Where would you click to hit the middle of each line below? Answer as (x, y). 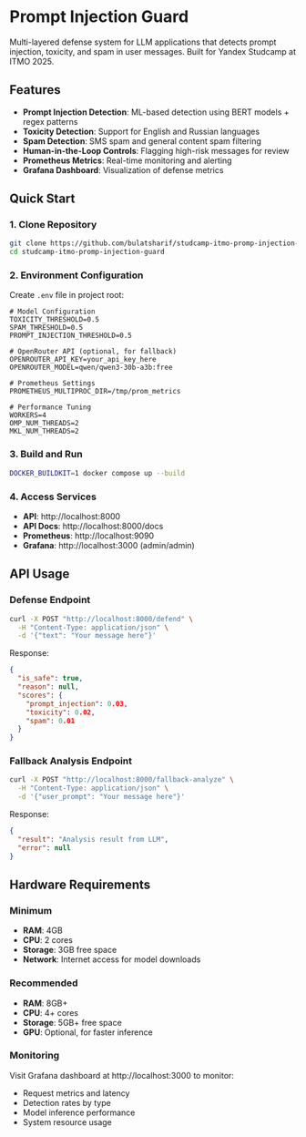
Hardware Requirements (80, 884)
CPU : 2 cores (47, 940)
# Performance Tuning (51, 407)
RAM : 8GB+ (45, 1003)
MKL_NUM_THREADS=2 (44, 431)
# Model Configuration (52, 312)
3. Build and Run (46, 455)
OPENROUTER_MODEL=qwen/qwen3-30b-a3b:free (91, 368)
